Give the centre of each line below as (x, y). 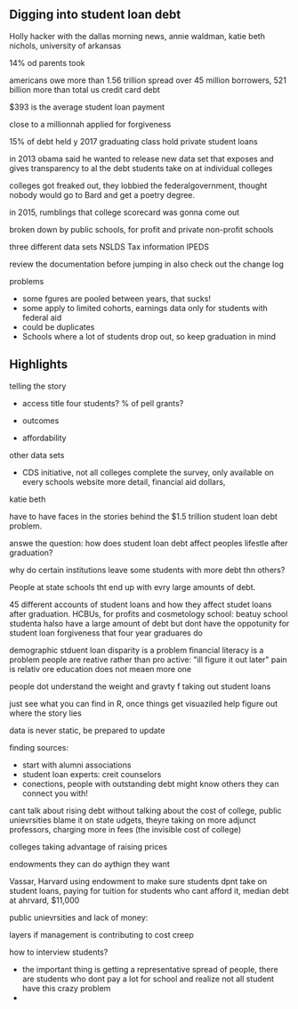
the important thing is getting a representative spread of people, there (150, 969)
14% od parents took (48, 62)
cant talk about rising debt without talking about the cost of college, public (145, 810)
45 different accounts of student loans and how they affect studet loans (141, 604)
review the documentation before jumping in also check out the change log (147, 264)
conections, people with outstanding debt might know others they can (150, 783)
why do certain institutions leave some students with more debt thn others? (147, 570)
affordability (44, 438)
